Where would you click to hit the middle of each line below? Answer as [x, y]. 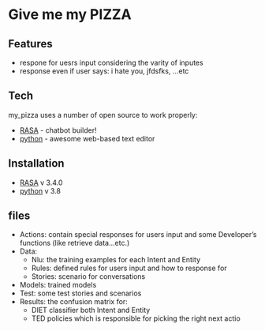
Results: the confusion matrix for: [73, 302]
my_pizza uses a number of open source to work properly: [103, 115]
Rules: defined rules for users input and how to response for [129, 268]
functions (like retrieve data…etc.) [75, 243]
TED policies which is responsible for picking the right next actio [136, 318]
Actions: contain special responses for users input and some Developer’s [138, 235]
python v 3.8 [40, 190]
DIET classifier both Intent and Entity [91, 310]
